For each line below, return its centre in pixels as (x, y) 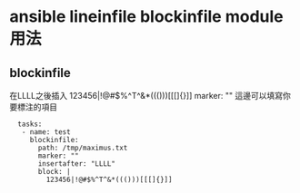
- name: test (46, 132)
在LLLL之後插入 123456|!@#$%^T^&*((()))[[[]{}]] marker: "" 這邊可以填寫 (146, 96)
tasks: (30, 124)
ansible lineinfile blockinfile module (146, 17)
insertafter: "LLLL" (77, 164)
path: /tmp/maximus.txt (83, 148)
